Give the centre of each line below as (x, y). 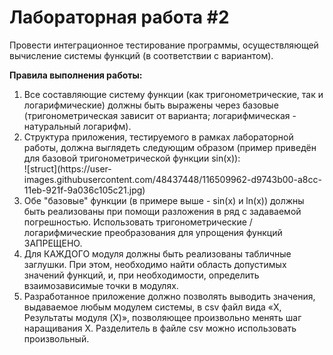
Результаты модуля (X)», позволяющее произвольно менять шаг (162, 317)
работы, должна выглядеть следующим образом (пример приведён (170, 147)
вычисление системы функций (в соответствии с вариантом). (141, 55)
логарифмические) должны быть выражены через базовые (151, 105)
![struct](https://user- (67, 168)
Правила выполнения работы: (76, 75)
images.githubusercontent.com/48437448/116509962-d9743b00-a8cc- (172, 179)
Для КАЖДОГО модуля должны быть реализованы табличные (157, 253)
